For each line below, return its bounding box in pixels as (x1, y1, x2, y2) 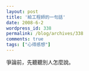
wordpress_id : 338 (6, 25, 52, 31)
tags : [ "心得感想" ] (6, 42, 51, 48)
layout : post (6, 8, 39, 15)
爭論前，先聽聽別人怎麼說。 (6, 59, 74, 66)
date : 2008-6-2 (6, 20, 44, 25)
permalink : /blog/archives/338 (6, 31, 84, 37)
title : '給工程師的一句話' (6, 14, 66, 20)
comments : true (6, 36, 44, 42)
